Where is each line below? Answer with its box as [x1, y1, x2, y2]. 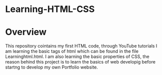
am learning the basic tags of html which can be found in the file [5, 48, 139, 54]
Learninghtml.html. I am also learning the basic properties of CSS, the [5, 53, 149, 59]
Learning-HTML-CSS [5, 3, 95, 15]
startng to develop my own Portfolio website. [5, 64, 98, 70]
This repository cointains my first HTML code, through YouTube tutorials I [5, 43, 157, 49]
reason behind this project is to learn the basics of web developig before [5, 59, 156, 65]
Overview [5, 26, 47, 38]
